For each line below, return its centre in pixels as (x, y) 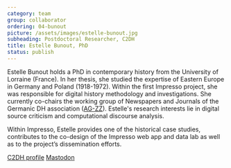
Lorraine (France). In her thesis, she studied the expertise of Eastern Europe (116, 79)
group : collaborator (37, 20)
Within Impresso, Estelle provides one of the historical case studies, (104, 129)
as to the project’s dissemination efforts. (65, 144)
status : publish (31, 53)
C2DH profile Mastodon (41, 157)
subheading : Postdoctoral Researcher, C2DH (71, 39)
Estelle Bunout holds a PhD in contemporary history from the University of (113, 72)
